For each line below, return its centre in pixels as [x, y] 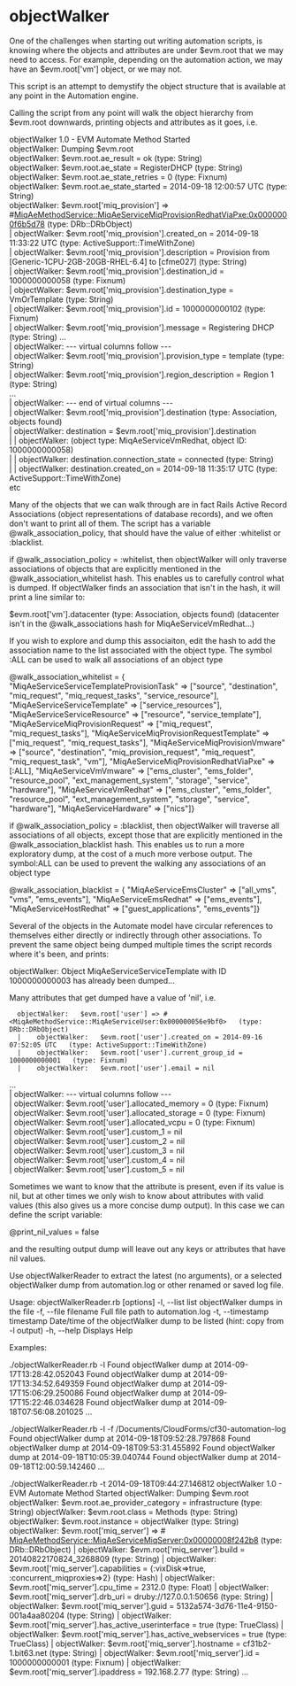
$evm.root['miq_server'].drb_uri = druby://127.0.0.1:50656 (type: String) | [141, 1597]
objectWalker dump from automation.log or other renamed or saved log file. [147, 1285]
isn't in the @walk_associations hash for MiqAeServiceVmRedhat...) [132, 623]
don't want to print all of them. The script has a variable [110, 523]
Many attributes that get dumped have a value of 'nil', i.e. [113, 997]
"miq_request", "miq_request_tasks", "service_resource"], [114, 695]
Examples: [28, 1347]
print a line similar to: [47, 597]
